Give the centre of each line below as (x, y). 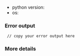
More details (20, 49)
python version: (28, 7)
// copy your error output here (41, 36)
